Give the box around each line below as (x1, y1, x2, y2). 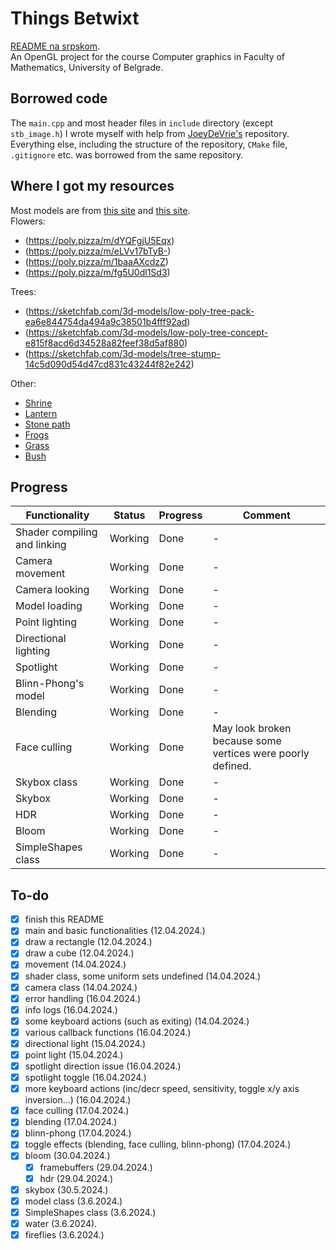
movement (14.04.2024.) (24, 958, 127, 971)
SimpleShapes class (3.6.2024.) (24, 1206, 157, 1218)
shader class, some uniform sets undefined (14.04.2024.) (24, 970, 262, 982)
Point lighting (15, 615, 77, 629)
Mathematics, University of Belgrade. (10, 61, 164, 73)
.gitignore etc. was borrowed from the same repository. (10, 148, 244, 161)
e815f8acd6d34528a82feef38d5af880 (24, 337, 185, 349)
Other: (10, 377, 37, 389)
